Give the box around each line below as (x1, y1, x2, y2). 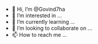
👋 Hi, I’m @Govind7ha (11, 6, 65, 12)
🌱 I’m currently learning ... (11, 18, 75, 25)
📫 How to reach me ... (11, 32, 67, 38)
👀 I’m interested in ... (11, 12, 62, 19)
